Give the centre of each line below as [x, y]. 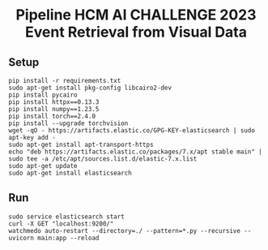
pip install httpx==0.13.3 [54, 102]
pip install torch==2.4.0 [52, 116]
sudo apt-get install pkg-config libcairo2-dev [90, 88]
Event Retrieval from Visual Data [136, 32]
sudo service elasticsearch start [67, 217]
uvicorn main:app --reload [54, 238]
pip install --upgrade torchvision [68, 123]
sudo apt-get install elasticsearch [70, 173]
